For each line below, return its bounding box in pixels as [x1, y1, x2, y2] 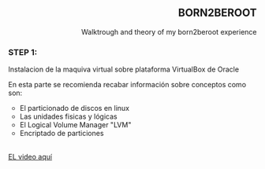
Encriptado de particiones [19, 129, 104, 138]
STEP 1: [8, 46, 38, 57]
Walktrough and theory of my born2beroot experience [81, 27, 257, 36]
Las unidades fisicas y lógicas [19, 112, 118, 121]
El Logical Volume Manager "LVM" [19, 120, 132, 130]
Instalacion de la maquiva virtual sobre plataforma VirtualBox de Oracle [8, 64, 239, 74]
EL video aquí [8, 152, 53, 162]
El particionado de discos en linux [19, 104, 130, 113]
